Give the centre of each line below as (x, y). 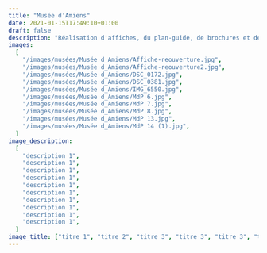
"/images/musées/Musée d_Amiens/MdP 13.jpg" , (99, 119)
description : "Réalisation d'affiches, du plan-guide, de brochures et (129, 38)
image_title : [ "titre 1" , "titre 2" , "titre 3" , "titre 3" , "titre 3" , (129, 237)
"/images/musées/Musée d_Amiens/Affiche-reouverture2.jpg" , (124, 67)
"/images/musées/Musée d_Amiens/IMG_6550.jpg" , (103, 89)
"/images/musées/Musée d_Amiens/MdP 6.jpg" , (97, 97)
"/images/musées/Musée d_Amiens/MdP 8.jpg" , (97, 112)
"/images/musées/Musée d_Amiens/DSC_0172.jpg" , (103, 75)
